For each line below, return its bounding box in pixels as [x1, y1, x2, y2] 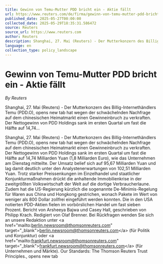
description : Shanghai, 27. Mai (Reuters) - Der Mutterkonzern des [5, 39, 145, 44]
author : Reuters [5, 35, 38, 39]
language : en [5, 43, 32, 48]
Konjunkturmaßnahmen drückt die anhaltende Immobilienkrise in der [5, 176, 142, 182]
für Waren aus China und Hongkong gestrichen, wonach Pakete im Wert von [5, 192, 158, 197]
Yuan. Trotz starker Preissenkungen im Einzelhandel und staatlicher [5, 171, 140, 176]
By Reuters [5, 95, 27, 101]
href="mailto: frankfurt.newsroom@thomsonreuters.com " [5, 238, 119, 244]
